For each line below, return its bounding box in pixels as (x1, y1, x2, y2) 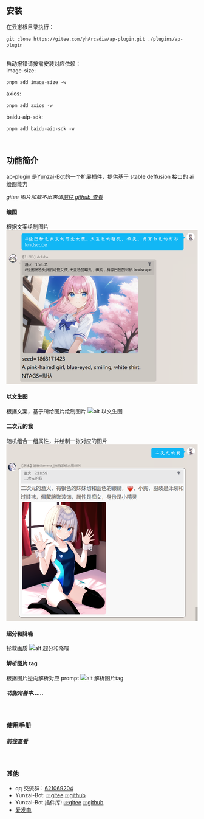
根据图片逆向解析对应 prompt (6, 674, 80, 682)
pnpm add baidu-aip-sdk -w (6, 125, 75, 132)
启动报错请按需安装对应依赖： (6, 60, 81, 67)
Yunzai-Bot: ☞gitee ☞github (15, 791, 86, 798)
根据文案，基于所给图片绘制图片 (6, 407, 86, 415)
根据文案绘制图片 (6, 223, 49, 230)
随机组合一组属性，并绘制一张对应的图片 (6, 437, 107, 445)
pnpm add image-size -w (6, 79, 67, 85)
